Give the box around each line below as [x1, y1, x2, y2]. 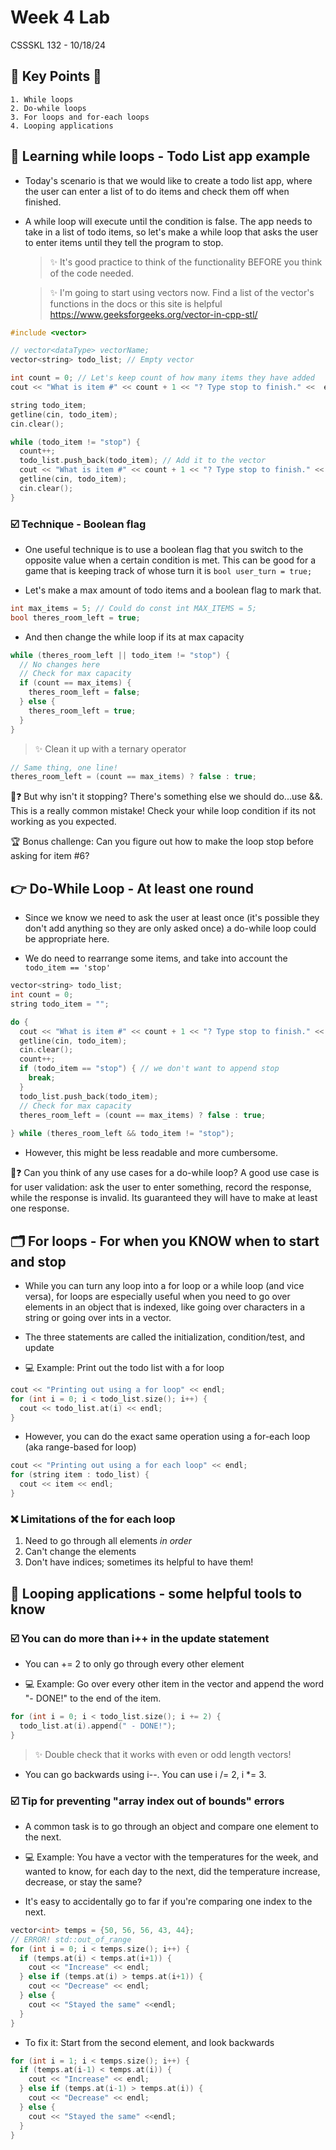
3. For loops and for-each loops [10, 112, 150, 122]
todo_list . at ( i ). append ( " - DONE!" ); [19, 1721, 177, 1731]
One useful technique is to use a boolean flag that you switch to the [24, 543, 304, 555]
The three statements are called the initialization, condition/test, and [24, 1331, 306, 1343]
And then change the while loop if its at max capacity [24, 631, 245, 643]
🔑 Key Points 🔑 [10, 68, 102, 85]
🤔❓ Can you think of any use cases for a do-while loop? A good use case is [10, 1167, 320, 1179]
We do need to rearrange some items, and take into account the [24, 952, 288, 965]
